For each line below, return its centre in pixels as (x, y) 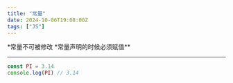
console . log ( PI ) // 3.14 (43, 73)
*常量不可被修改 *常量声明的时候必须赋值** (69, 47)
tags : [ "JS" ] (26, 26)
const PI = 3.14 (31, 66)
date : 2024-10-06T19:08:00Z (48, 20)
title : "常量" (27, 13)
